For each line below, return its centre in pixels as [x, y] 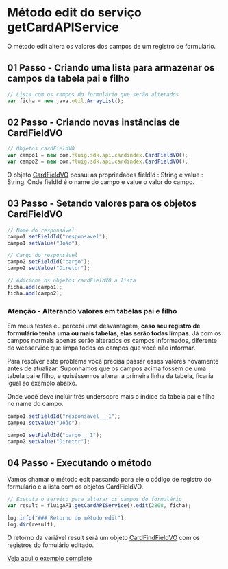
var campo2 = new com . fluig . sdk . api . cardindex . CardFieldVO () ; [98, 162]
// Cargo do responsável [42, 256]
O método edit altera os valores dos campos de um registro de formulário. [112, 46]
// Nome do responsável [41, 230]
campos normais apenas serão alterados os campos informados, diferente [112, 340]
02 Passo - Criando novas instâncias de [93, 122]
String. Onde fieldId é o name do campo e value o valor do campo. [101, 182]
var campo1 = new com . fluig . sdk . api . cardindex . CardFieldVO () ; [98, 155]
